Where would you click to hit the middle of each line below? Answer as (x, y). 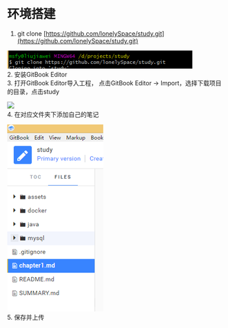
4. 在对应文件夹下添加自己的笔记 (53, 114)
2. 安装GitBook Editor (37, 74)
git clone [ (31, 33)
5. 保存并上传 (26, 317)
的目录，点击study (33, 91)
